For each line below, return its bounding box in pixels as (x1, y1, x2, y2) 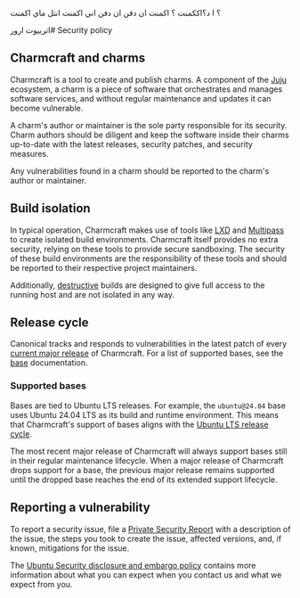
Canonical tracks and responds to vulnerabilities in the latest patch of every (10, 339, 288, 349)
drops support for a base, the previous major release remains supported (10, 464, 275, 475)
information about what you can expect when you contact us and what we (10, 569, 282, 580)
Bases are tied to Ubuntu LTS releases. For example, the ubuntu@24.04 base (10, 400, 286, 411)
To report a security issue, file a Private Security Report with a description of (10, 523, 291, 534)
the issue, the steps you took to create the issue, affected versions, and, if (10, 533, 282, 544)
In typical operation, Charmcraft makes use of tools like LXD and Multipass (10, 225, 284, 235)
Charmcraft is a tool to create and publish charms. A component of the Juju (10, 74, 288, 85)
